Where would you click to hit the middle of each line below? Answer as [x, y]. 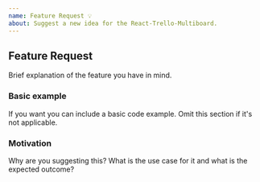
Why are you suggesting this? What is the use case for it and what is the [128, 160]
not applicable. [33, 122]
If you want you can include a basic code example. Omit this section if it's [130, 114]
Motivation [30, 143]
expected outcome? [41, 169]
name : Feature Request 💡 [50, 16]
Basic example [37, 96]
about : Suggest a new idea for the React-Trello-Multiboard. [113, 23]
